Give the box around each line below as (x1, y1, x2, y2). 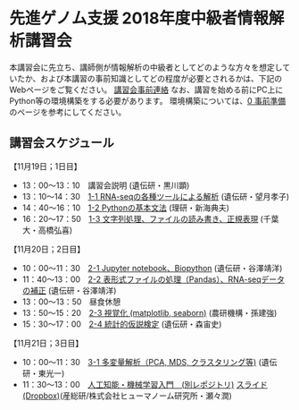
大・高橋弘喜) (21, 225, 73, 235)
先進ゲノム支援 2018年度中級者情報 (9, 8, 270, 29)
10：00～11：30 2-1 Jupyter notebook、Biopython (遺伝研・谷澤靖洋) (21, 262, 283, 273)
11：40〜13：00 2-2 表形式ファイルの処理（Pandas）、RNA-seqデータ (21, 274, 286, 285)
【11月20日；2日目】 (9, 243, 86, 254)
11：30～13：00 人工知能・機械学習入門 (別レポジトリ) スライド (21, 379, 268, 389)
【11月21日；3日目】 (9, 337, 84, 348)
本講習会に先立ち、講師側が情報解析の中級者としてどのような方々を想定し (9, 62, 283, 73)
